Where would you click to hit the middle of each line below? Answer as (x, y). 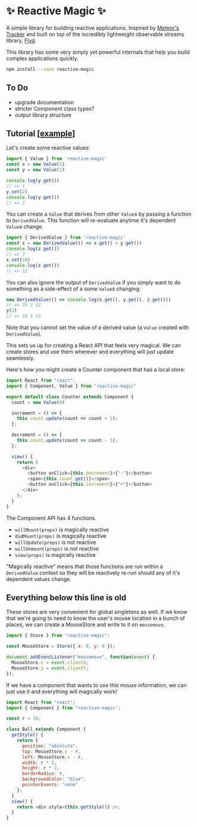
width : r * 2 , (39, 763)
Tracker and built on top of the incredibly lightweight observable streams (95, 34)
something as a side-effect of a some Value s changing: (74, 289)
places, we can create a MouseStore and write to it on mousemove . (85, 625)
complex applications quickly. (42, 58)
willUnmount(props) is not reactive (57, 548)
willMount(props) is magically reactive (62, 529)
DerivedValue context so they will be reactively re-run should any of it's (93, 572)
